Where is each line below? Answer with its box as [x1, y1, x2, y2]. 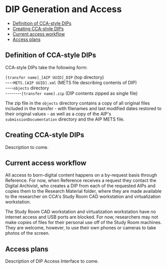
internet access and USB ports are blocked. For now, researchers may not [5, 214, 158, 220]
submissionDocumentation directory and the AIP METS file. [5, 116, 125, 122]
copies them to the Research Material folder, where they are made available [5, 188, 162, 194]
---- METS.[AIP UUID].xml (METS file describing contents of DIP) [5, 79, 137, 85]
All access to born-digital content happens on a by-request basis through [5, 172, 157, 178]
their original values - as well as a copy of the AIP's [5, 111, 112, 117]
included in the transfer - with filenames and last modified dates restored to [5, 105, 162, 112]
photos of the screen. [5, 230, 50, 236]
